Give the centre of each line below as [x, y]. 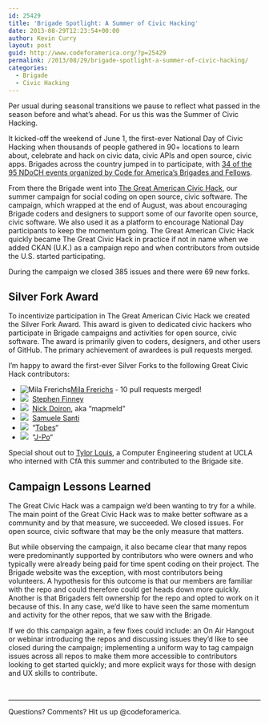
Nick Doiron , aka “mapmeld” [78, 409]
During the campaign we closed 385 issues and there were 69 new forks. [129, 271]
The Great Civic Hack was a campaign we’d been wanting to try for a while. [132, 506]
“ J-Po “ [42, 437]
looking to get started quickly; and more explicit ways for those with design [132, 665]
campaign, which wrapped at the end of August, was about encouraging [128, 204]
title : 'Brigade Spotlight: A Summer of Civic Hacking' [103, 23]
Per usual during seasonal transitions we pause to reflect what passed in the [134, 106]
